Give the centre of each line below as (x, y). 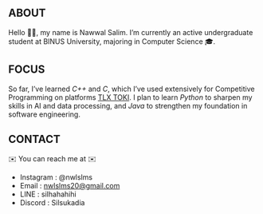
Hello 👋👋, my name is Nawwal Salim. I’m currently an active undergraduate (131, 32)
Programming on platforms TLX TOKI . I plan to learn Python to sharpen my (130, 97)
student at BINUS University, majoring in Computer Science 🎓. (112, 41)
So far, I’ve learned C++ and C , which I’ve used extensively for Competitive (131, 89)
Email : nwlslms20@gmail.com (70, 186)
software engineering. (45, 114)
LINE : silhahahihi (48, 194)
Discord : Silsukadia (52, 203)
